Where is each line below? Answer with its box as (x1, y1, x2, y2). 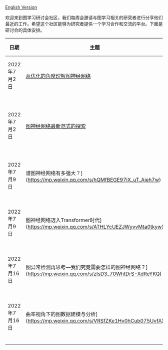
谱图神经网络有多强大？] (25, 170, 83, 177)
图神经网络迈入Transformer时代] (25, 217, 102, 224)
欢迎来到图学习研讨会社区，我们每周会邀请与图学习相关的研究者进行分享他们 (5, 15, 163, 21)
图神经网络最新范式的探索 (25, 123, 86, 129)
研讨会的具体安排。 (5, 27, 45, 33)
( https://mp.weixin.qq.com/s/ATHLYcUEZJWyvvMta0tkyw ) (25, 223, 164, 230)
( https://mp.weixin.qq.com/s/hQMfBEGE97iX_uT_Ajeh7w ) (25, 177, 161, 183)
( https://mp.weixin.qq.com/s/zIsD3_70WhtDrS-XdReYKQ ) (25, 270, 162, 277)
